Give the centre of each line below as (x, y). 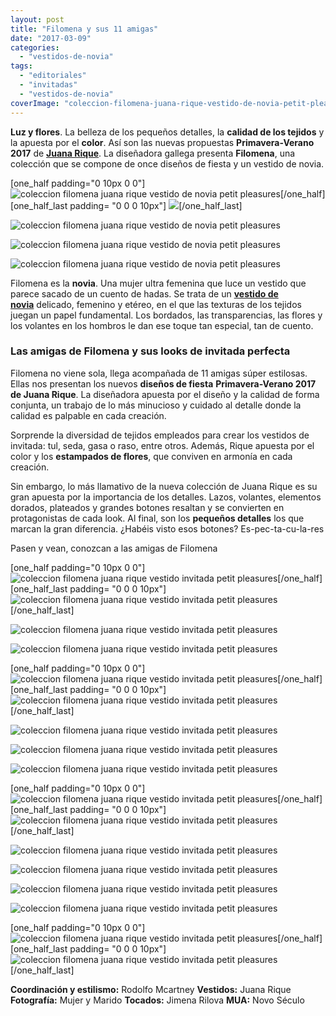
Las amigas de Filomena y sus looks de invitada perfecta (150, 351)
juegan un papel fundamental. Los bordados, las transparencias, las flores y (166, 315)
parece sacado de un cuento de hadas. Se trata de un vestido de (144, 293)
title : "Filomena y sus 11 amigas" (84, 29)
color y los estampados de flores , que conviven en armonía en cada (151, 456)
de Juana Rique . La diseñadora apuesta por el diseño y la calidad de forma (165, 394)
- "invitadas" (48, 85)
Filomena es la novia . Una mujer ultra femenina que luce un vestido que (158, 283)
